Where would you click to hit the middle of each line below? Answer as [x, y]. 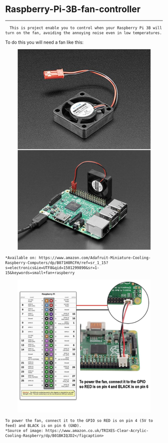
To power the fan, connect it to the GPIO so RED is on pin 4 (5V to [79, 421]
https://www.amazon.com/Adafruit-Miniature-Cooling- [95, 258]
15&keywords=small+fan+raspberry [40, 273]
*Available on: [21, 258]
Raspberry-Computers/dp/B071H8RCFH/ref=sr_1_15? [57, 263]
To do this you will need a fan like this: [44, 42]
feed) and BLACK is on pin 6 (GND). [43, 426]
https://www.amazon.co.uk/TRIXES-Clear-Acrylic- [97, 431]
